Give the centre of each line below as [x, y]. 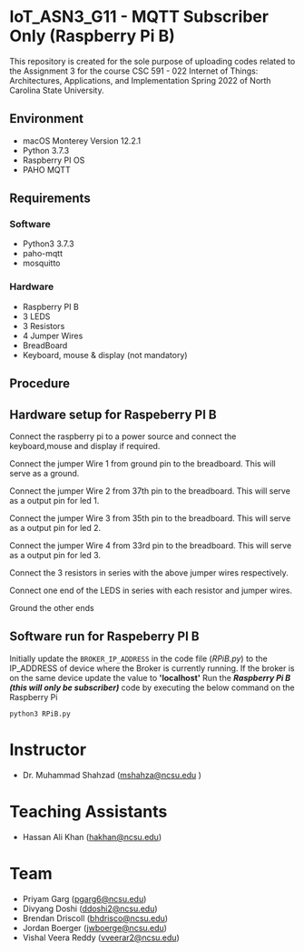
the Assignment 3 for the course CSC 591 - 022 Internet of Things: [134, 71]
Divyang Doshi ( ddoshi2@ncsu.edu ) [90, 908]
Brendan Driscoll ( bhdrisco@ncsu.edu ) [95, 918]
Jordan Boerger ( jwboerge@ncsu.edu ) [95, 927]
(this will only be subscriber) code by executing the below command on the [152, 687]
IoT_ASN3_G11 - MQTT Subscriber [139, 17]
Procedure [40, 384]
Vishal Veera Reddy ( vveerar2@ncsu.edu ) [101, 937]
